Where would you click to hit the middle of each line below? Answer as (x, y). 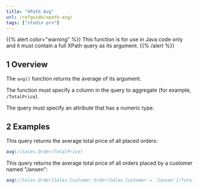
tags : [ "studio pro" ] (33, 23)
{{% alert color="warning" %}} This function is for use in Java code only (94, 40)
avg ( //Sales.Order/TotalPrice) (45, 152)
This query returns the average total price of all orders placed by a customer (99, 163)
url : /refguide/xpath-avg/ (39, 17)
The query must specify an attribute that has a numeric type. (80, 108)
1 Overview (27, 64)
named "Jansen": (27, 169)
